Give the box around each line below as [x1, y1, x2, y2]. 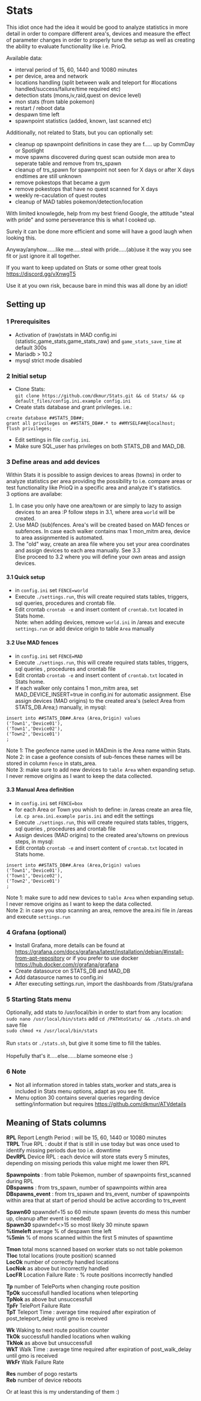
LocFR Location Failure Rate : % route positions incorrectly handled [6, 1271, 173, 1278]
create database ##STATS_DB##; [6, 415, 85, 421]
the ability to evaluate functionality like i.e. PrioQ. [6, 43, 127, 50]
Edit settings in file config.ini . [14, 436, 91, 443]
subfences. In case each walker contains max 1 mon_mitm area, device [14, 528, 191, 535]
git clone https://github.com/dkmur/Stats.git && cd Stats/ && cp [14, 392, 185, 399]
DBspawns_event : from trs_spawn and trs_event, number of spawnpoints [6, 1190, 190, 1198]
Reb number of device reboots [6, 1376, 82, 1384]
